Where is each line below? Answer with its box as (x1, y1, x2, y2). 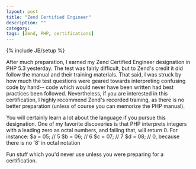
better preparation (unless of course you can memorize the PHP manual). (6, 103, 185, 110)
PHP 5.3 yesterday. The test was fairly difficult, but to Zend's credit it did (6, 65, 184, 72)
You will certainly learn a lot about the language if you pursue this (6, 114, 166, 122)
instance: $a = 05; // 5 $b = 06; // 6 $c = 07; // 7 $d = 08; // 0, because (6, 133, 180, 140)
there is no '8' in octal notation (6, 139, 81, 146)
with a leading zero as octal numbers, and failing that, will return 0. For (6, 127, 178, 134)
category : (6, 25, 31, 31)
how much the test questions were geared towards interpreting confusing (6, 78, 186, 85)
